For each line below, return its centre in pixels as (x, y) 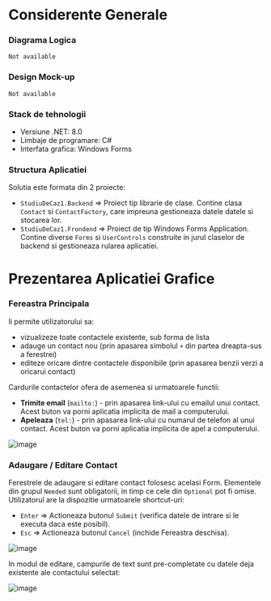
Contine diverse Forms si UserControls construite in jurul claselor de (132, 237)
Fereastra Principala (49, 304)
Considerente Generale (88, 15)
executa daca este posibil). (65, 524)
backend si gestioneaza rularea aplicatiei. (89, 246)
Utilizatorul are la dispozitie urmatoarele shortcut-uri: (96, 500)
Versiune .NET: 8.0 (51, 132)
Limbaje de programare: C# (66, 141)
